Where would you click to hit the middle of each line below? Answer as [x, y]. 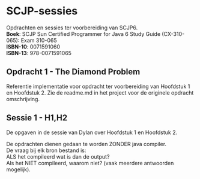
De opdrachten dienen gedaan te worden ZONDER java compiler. [86, 144]
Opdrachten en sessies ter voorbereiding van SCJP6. [72, 28]
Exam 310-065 [39, 40]
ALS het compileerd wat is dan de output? [58, 156]
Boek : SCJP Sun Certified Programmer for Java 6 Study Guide [83, 34]
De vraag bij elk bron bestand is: [46, 150]
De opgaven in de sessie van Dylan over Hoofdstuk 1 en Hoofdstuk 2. [92, 132]
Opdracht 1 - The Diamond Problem [73, 72]
